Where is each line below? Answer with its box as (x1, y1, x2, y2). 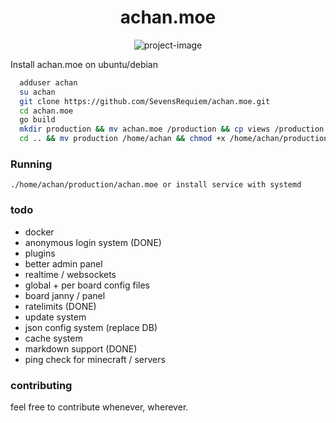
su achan (19, 87, 56, 97)
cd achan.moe (19, 106, 74, 116)
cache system (24, 332, 83, 344)
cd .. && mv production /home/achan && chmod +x (19, 134, 226, 144)
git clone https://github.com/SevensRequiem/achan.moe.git (19, 96, 271, 106)
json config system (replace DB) (24, 321, 158, 333)
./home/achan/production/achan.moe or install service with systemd (10, 180, 302, 190)
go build (19, 115, 56, 125)
